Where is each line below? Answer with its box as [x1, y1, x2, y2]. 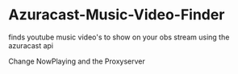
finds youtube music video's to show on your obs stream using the [8, 32, 230, 42]
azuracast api [8, 40, 54, 50]
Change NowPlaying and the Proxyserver [8, 56, 145, 66]
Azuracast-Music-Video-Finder [8, 6, 225, 24]
